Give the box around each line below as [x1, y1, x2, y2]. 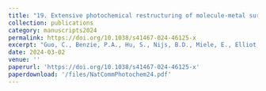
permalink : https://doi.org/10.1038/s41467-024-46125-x [8, 33, 196, 42]
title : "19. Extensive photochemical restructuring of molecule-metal [8, 11, 246, 20]
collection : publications [8, 19, 93, 27]
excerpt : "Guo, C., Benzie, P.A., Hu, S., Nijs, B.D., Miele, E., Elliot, [8, 41, 260, 49]
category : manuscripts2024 [8, 26, 97, 34]
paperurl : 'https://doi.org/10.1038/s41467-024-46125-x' [8, 63, 200, 71]
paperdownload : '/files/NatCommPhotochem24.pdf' [8, 70, 172, 78]
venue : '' [8, 56, 41, 64]
